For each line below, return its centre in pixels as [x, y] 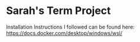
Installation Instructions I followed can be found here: [71, 27]
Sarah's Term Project [59, 11]
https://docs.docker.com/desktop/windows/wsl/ [64, 33]
